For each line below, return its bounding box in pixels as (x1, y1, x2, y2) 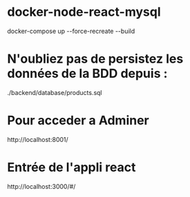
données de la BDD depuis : (7, 66, 168, 81)
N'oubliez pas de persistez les (7, 51, 184, 67)
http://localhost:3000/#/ (7, 182, 76, 190)
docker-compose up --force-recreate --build (7, 27, 135, 35)
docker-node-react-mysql (7, 4, 161, 20)
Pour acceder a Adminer (7, 113, 150, 128)
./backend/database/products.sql (7, 88, 102, 96)
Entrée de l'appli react (7, 160, 136, 175)
